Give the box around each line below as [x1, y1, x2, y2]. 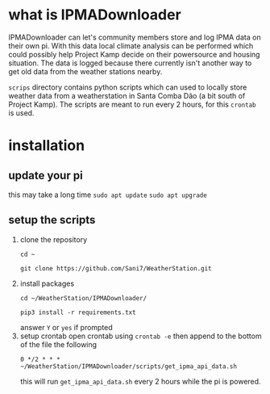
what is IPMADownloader [8, 6, 181, 24]
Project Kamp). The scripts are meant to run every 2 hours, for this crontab [8, 99, 256, 109]
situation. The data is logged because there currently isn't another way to [8, 58, 252, 68]
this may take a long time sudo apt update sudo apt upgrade [8, 190, 207, 199]
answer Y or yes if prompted [19, 322, 113, 332]
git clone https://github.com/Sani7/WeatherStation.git [19, 264, 212, 272]
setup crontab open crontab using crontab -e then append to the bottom [19, 331, 262, 341]
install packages [19, 279, 75, 288]
